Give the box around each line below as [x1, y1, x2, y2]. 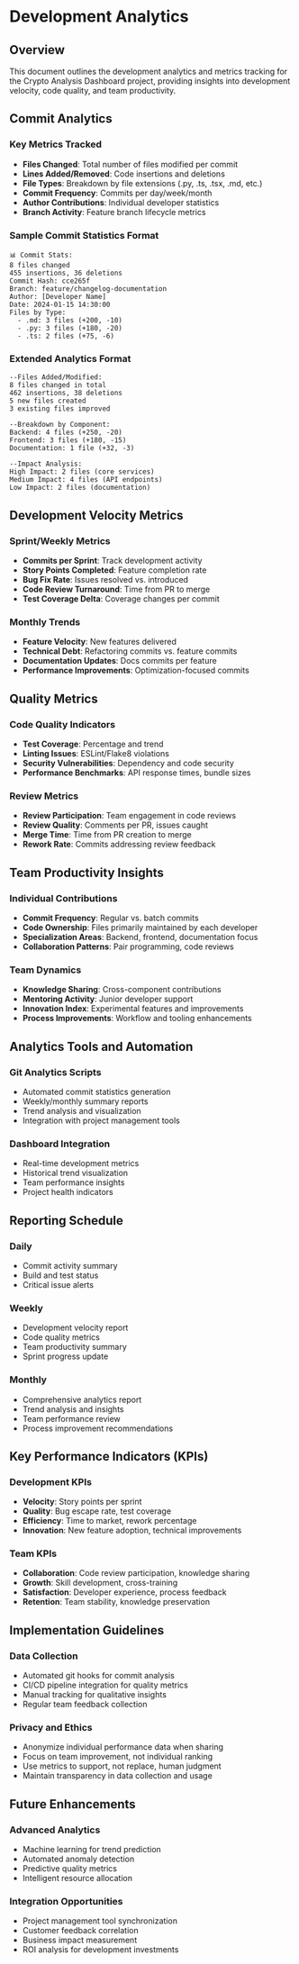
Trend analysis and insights [22, 1403, 124, 1415]
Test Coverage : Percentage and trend [22, 738, 164, 749]
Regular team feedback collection [22, 1699, 148, 1710]
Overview [9, 42, 66, 58]
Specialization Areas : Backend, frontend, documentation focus [22, 931, 258, 942]
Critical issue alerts [22, 1279, 95, 1290]
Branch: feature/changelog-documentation [9, 284, 168, 294]
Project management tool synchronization [22, 1915, 178, 1926]
